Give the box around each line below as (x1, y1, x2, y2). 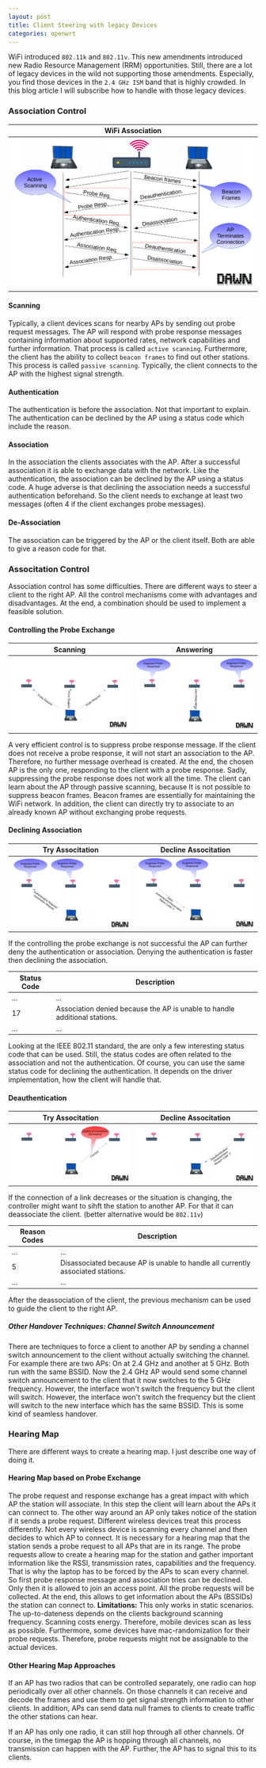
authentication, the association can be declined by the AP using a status (8, 474, 244, 483)
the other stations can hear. (8, 1712, 98, 1721)
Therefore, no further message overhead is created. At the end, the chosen (8, 757, 254, 766)
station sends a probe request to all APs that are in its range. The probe (8, 1541, 241, 1551)
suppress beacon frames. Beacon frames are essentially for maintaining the (8, 790, 256, 800)
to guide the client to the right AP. (8, 1304, 118, 1313)
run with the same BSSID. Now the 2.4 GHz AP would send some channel (8, 1367, 248, 1377)
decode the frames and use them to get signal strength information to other (8, 1695, 255, 1705)
